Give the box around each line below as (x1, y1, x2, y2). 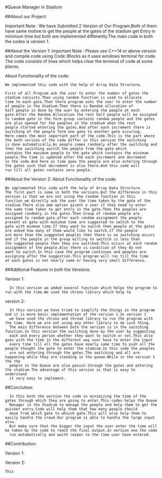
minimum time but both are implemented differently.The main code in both (5, 34, 153, 39)
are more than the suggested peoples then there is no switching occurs (5, 232, 155, 237)
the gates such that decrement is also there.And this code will (5, 163, 140, 168)
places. (5, 63, 20, 69)
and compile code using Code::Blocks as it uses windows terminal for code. (5, 53, 157, 59)
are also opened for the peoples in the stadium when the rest (5, 121, 136, 126)
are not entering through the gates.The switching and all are (9, 350, 140, 355)
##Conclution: (5, 384, 33, 390)
